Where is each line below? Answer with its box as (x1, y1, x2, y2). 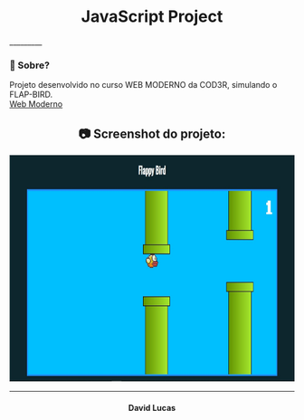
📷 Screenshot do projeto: (78, 126, 226, 141)
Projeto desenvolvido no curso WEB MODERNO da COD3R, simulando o (9, 80, 278, 91)
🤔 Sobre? (9, 59, 50, 72)
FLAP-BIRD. (9, 89, 53, 100)
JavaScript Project (81, 6, 223, 27)
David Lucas (128, 402, 176, 413)
